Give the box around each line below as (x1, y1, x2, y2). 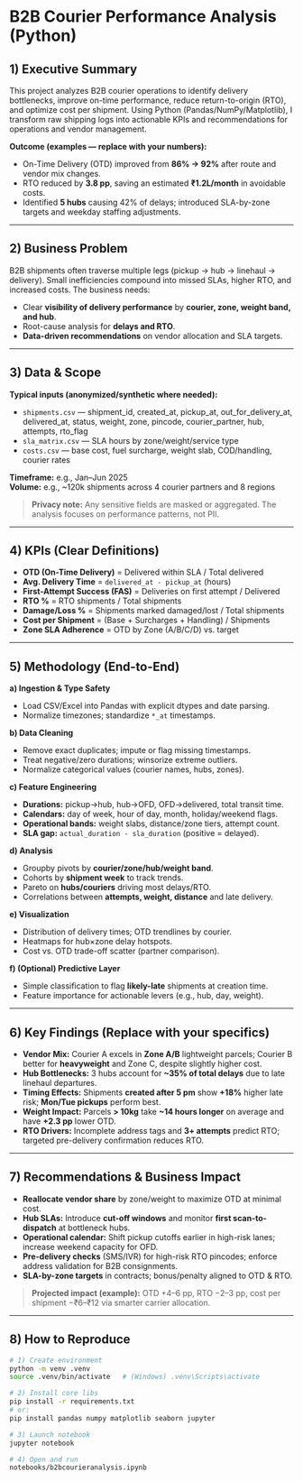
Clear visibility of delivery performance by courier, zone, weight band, (22, 301, 291, 312)
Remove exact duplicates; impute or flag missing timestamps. (22, 745, 251, 756)
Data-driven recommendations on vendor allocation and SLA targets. (22, 330, 283, 341)
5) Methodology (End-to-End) (9, 658, 180, 674)
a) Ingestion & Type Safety (9, 683, 111, 694)
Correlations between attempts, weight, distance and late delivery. (22, 891, 273, 903)
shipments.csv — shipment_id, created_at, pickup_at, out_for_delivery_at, (22, 406, 293, 417)
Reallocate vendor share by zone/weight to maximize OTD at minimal (22, 1193, 282, 1204)
